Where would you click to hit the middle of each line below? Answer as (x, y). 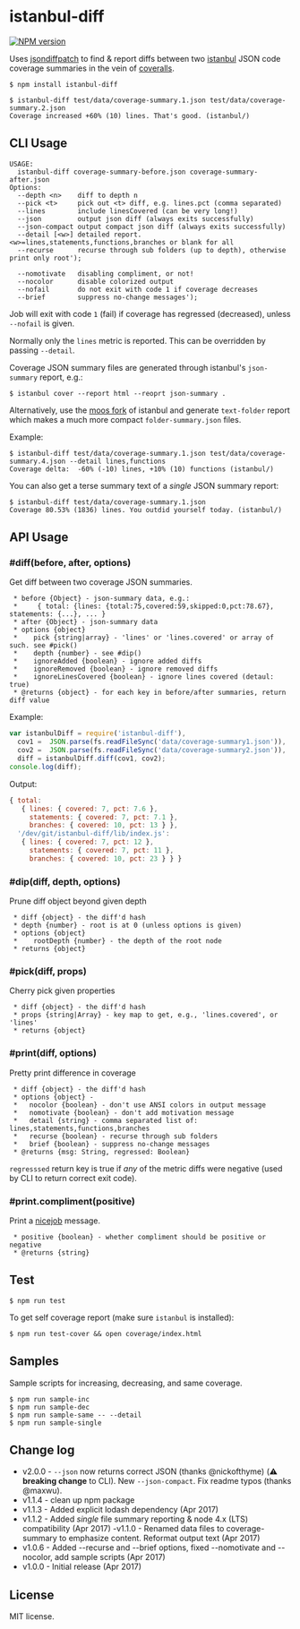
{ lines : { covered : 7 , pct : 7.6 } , (90, 809)
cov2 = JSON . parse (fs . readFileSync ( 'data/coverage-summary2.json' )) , (152, 750)
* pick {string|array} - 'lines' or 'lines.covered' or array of (144, 638)
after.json (30, 180)
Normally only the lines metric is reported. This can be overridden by (137, 340)
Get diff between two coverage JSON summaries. (101, 582)
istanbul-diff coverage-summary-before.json (102, 172)
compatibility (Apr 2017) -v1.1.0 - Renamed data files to (123, 1529)
